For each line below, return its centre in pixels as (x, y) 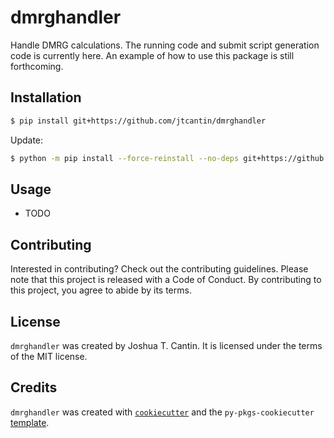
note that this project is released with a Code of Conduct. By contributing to (166, 280)
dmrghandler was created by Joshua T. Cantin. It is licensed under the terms (166, 345)
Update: (27, 140)
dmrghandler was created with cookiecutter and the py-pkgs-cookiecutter (162, 412)
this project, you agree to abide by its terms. (101, 290)
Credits (34, 387)
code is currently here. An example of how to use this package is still (152, 55)
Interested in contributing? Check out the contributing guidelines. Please (159, 269)
